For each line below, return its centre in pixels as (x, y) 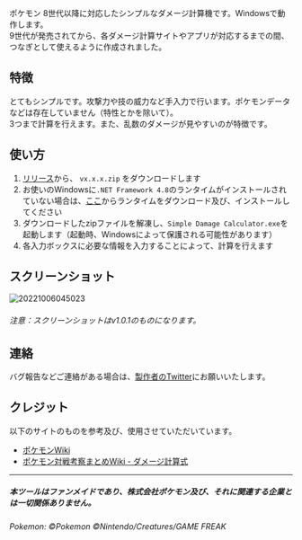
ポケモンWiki (46, 450)
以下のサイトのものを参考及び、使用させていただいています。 (123, 430)
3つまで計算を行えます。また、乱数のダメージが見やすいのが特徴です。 (141, 123)
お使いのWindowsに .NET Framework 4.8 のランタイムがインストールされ (155, 189)
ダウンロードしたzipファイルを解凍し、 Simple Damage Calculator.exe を (155, 223)
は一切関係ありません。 (53, 503)
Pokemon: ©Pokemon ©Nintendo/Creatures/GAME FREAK (118, 526)
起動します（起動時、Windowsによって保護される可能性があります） (149, 234)
